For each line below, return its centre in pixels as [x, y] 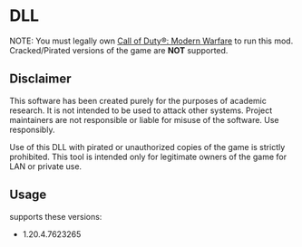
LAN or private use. [46, 166]
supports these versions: [56, 216]
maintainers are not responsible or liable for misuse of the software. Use [144, 119]
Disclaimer [40, 79]
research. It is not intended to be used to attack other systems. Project [141, 110]
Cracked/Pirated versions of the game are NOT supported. [119, 50]
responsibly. [32, 129]
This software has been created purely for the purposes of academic [138, 100]
